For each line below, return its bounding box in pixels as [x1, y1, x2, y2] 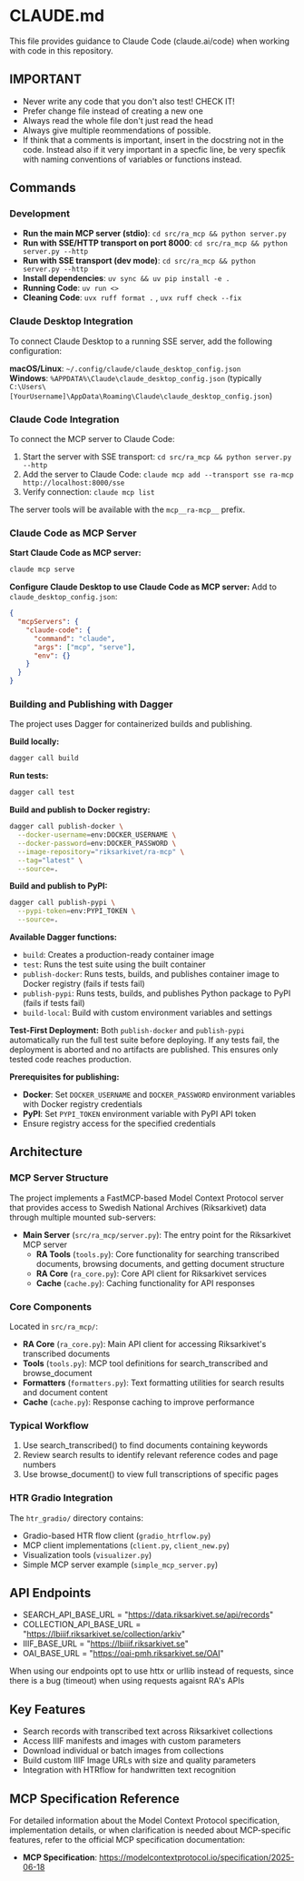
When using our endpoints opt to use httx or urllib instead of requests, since [9, 1665, 294, 1676]
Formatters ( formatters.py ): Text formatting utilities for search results [22, 1377, 285, 1388]
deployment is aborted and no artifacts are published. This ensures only [9, 1044, 279, 1055]
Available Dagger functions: [9, 931, 118, 942]
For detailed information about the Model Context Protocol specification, [9, 1816, 280, 1826]
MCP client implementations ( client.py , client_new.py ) [22, 1539, 230, 1551]
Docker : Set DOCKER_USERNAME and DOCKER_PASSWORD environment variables [22, 1089, 296, 1100]
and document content [22, 1386, 109, 1397]
